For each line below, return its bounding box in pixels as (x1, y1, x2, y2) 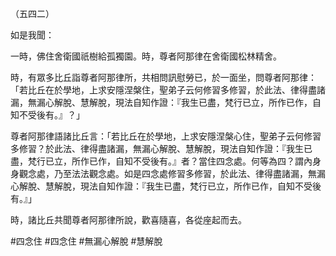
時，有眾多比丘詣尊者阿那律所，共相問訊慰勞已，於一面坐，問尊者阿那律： (10, 72, 317, 83)
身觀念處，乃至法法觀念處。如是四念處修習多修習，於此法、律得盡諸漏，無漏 (10, 168, 326, 179)
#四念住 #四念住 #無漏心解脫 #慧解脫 (10, 235, 163, 247)
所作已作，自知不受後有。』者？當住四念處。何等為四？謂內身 (71, 155, 322, 167)
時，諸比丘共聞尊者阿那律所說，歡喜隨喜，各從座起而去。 (10, 214, 247, 226)
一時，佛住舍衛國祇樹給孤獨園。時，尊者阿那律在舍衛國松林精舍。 (10, 50, 282, 62)
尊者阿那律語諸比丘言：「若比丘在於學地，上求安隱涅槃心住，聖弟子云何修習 (10, 130, 322, 142)
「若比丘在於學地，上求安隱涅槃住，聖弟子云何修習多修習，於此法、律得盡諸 (10, 84, 326, 96)
